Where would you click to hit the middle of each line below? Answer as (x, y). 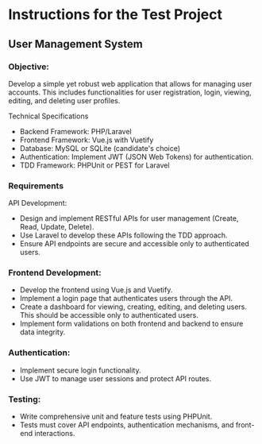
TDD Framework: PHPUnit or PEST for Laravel (94, 165)
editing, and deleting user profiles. (64, 100)
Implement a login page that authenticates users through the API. (126, 299)
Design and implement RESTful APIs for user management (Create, (129, 218)
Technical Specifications (48, 116)
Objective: (29, 67)
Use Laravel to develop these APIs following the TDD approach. (123, 235)
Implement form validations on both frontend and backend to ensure (131, 324)
